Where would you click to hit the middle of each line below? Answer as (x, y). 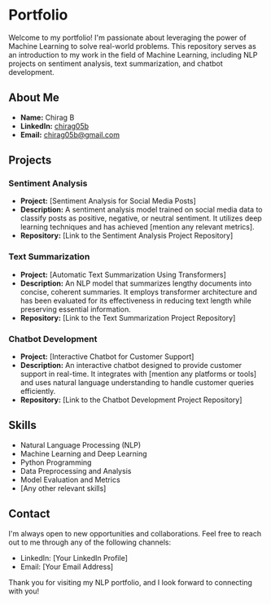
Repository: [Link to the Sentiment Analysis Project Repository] (127, 236)
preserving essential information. (76, 309)
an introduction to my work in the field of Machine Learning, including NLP (133, 55)
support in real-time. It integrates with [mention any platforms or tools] (138, 374)
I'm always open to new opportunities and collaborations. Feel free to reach (135, 533)
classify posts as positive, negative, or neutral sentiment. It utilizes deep (141, 218)
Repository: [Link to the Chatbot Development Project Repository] (131, 400)
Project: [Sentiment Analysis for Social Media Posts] (108, 201)
